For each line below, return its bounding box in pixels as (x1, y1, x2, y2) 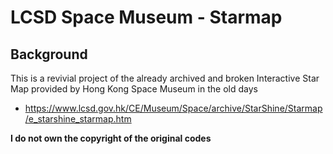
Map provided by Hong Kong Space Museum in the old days (10, 83, 258, 95)
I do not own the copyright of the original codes (10, 132, 212, 144)
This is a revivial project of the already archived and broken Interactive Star (10, 72, 320, 84)
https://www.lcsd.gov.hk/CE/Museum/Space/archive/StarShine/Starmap (24, 102, 323, 114)
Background (10, 46, 88, 63)
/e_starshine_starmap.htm (24, 113, 132, 125)
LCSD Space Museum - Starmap (10, 6, 283, 29)
